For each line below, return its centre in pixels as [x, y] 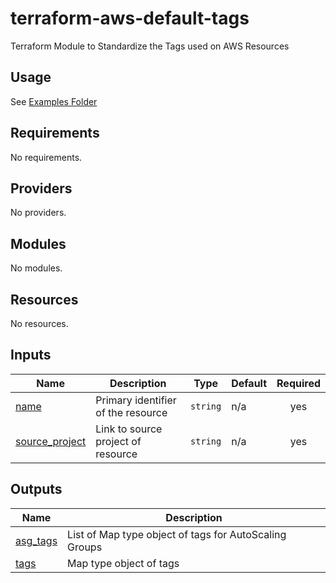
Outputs [36, 489]
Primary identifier [136, 400]
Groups [85, 547]
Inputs [31, 355]
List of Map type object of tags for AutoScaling [177, 534]
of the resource [131, 412]
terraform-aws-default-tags [130, 18]
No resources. [39, 323]
